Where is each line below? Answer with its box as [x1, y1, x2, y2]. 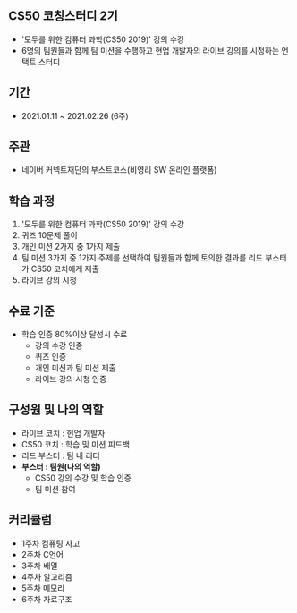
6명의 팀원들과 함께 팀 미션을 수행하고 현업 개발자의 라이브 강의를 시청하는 [21, 45, 280, 55]
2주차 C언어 [21, 549, 64, 559]
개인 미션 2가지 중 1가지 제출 [21, 241, 121, 252]
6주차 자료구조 [21, 593, 72, 604]
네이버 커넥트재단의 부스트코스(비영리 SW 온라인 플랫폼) [21, 165, 217, 175]
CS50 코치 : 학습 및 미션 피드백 [21, 438, 131, 449]
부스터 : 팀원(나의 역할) [21, 461, 101, 472]
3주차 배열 [21, 560, 58, 571]
